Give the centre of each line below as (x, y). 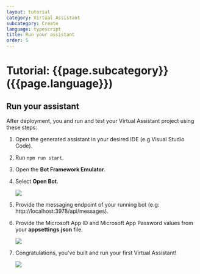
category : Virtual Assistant (43, 18)
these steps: (22, 127)
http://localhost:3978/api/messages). (62, 211)
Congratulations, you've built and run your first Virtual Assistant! (96, 253)
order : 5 (17, 40)
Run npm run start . (39, 157)
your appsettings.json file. (49, 229)
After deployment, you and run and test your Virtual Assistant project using (100, 121)
